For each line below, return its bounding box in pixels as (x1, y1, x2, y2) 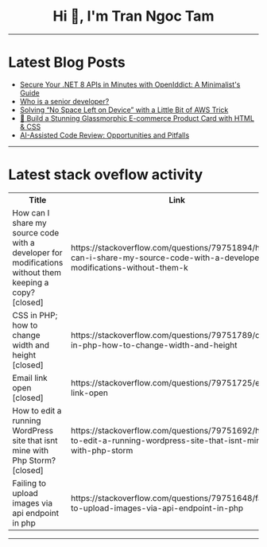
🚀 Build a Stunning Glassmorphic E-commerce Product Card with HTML (19, 113, 254, 122)
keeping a (12, 277, 49, 288)
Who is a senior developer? (19, 96, 110, 106)
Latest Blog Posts (8, 53, 126, 72)
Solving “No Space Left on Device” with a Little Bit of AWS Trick (19, 105, 229, 114)
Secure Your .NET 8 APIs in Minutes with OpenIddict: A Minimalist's (19, 80, 241, 89)
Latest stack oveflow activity (8, 166, 203, 184)
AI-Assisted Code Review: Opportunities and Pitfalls (19, 130, 190, 140)
